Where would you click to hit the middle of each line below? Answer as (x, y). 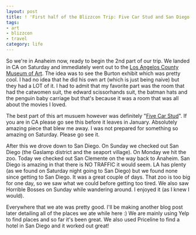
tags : (13, 22)
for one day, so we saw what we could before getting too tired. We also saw (97, 183)
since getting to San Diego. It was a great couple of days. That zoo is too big (98, 177)
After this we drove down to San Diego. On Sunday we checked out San (92, 146)
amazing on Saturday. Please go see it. (53, 134)
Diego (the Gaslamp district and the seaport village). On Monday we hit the (96, 152)
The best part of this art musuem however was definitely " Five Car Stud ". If (97, 115)
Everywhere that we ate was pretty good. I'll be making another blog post (94, 207)
